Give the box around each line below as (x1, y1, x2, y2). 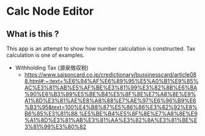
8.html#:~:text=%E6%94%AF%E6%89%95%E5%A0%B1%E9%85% (24, 78, 199, 85)
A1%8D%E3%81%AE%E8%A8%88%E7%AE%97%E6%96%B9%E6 (24, 97, 197, 104)
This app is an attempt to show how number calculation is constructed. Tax (6, 45, 196, 52)
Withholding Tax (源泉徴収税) (15, 64, 89, 71)
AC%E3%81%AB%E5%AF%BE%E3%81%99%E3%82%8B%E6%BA (24, 84, 198, 91)
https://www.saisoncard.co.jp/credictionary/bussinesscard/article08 (24, 71, 197, 78)
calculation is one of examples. (6, 51, 84, 59)
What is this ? (6, 29, 59, 39)
